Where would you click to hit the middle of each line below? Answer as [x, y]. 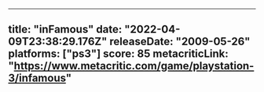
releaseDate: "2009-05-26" [180, 42]
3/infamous [37, 78]
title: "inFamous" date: [65, 29]
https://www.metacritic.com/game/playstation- [134, 66]
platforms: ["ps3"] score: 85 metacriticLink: [119, 54]
